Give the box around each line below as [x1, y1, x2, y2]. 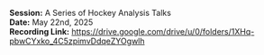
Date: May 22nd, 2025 [9, 17, 94, 27]
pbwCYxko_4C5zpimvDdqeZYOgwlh [9, 35, 146, 46]
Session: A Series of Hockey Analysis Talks [9, 8, 171, 18]
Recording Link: [9, 27, 70, 36]
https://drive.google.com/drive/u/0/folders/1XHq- [71, 27, 255, 36]
